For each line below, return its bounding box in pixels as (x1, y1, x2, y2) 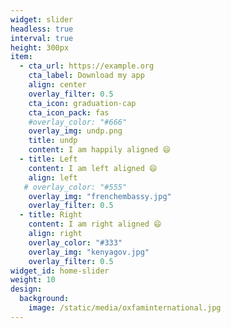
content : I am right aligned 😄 (28, 219, 162, 230)
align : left (28, 172, 78, 183)
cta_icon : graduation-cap (28, 98, 137, 108)
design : (10, 284, 43, 295)
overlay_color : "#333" (28, 237, 123, 248)
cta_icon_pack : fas (28, 107, 110, 118)
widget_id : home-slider (10, 266, 110, 276)
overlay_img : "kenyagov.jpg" (28, 247, 150, 257)
